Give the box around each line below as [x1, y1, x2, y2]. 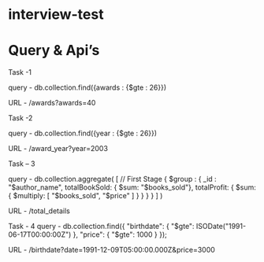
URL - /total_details [8, 206, 71, 216]
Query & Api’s [8, 42, 100, 60]
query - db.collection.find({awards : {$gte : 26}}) [8, 83, 167, 92]
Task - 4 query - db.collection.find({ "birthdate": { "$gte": [8, 222, 195, 231]
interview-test [8, 6, 104, 24]
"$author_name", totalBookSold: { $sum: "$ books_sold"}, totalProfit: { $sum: [8, 183, 256, 192]
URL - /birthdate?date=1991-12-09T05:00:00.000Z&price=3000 [8, 245, 215, 255]
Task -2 [8, 113, 33, 123]
